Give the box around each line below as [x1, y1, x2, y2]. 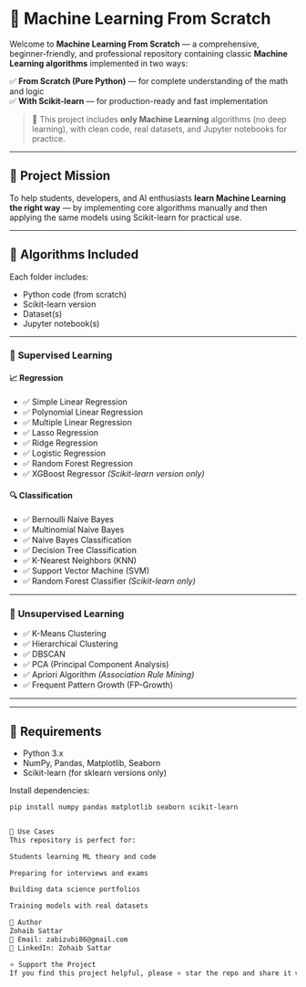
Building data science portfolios [9, 885, 141, 894]
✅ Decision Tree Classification [22, 544, 138, 555]
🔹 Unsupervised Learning [9, 607, 125, 620]
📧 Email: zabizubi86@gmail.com [9, 935, 128, 944]
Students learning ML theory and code [9, 852, 157, 861]
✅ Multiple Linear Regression [22, 416, 132, 427]
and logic [9, 86, 45, 97]
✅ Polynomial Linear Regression [22, 406, 144, 417]
